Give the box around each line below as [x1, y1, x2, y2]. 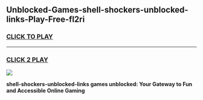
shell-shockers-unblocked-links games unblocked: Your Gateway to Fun [6, 80, 193, 87]
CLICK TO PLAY [6, 33, 53, 41]
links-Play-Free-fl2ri [6, 15, 85, 25]
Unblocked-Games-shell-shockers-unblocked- [6, 5, 188, 15]
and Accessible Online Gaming [6, 87, 85, 94]
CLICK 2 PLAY [6, 55, 48, 64]
